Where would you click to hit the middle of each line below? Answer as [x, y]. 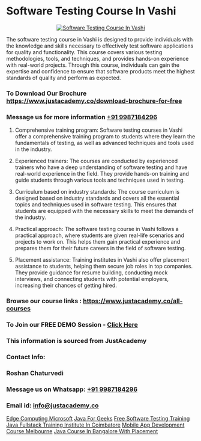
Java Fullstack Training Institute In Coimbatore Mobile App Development [95, 425]
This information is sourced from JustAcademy [76, 341]
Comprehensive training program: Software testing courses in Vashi [99, 130]
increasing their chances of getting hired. [66, 285]
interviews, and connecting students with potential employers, [92, 279]
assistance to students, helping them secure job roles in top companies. [104, 267]
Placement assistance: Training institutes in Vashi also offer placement [102, 260]
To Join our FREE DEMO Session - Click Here [72, 325]
